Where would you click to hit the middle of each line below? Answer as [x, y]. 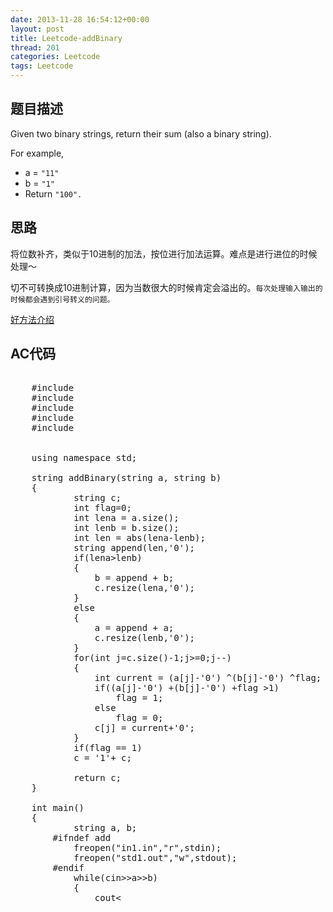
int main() [58, 808]
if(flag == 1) [108, 748]
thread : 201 [35, 47]
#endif [68, 868]
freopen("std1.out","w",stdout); [155, 858]
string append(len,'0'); [134, 548]
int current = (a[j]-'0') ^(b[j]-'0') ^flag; [208, 678]
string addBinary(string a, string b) [126, 478]
